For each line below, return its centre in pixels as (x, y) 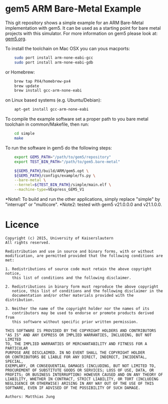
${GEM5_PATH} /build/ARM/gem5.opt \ (52, 171)
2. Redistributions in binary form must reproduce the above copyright (82, 287)
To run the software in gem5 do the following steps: (59, 148)
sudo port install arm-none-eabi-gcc (54, 58)
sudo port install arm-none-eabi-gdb (54, 62)
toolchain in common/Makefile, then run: (47, 124)
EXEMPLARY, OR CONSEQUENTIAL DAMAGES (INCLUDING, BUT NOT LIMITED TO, (81, 366)
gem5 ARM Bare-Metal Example (73, 9)
